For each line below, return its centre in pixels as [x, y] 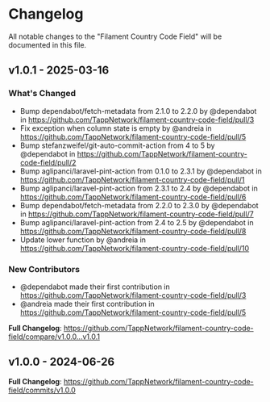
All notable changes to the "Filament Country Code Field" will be [115, 36]
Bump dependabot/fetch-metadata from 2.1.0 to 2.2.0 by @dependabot [138, 111]
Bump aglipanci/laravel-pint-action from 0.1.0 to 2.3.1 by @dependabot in [141, 171]
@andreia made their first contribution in [87, 304]
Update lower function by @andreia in [83, 240]
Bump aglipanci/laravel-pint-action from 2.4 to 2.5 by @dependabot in [137, 222]
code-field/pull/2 [48, 162]
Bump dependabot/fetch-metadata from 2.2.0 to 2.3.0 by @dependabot [139, 205]
